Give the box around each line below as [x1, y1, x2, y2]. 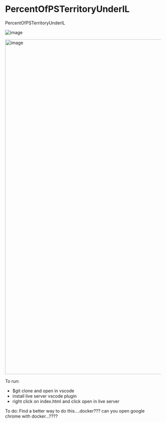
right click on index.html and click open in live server [12, 398, 120, 404]
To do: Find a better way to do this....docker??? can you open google [5, 408, 145, 414]
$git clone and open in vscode [12, 388, 75, 394]
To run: [5, 378, 20, 384]
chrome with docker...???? [5, 413, 58, 419]
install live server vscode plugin [12, 393, 77, 399]
